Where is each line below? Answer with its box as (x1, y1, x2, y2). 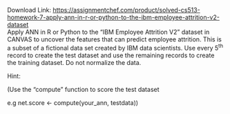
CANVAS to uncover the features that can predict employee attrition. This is (7, 35, 222, 44)
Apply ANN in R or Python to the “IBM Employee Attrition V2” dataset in (7, 28, 210, 36)
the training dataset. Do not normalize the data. (7, 58, 142, 66)
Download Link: (7, 6, 52, 14)
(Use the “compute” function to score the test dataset (7, 85, 160, 93)
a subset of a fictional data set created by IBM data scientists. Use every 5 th (7, 43, 223, 52)
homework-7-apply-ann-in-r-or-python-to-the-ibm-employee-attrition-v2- (7, 13, 220, 21)
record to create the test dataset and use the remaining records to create (7, 51, 215, 59)
